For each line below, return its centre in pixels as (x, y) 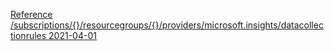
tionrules (28, 35)
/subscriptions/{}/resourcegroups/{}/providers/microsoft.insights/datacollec (167, 25)
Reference (31, 14)
